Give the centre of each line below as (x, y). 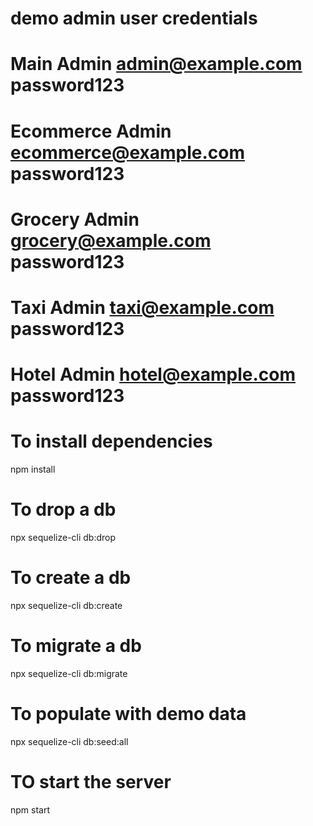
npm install (33, 469)
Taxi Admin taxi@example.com (142, 307)
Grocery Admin (75, 219)
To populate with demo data (128, 714)
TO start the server (91, 782)
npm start (30, 809)
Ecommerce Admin (91, 131)
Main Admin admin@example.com (156, 64)
